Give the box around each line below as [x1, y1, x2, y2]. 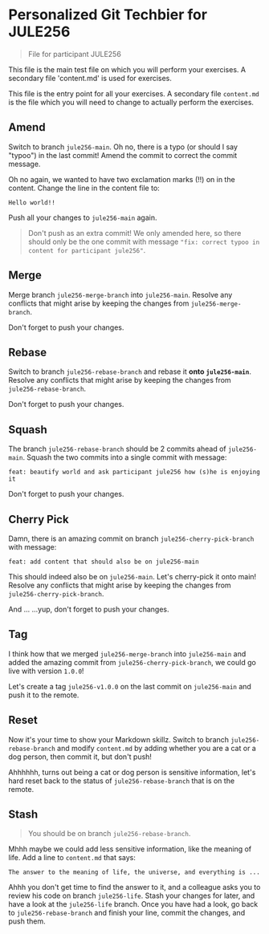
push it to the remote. [8, 690, 79, 700]
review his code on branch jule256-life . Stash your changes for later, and [8, 891, 255, 900]
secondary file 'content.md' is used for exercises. [8, 73, 173, 83]
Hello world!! [8, 198, 56, 206]
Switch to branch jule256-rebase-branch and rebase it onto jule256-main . [8, 367, 251, 376]
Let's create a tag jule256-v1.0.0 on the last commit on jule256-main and [8, 681, 251, 691]
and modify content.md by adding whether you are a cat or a [57, 743, 257, 753]
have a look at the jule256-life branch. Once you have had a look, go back [8, 899, 259, 909]
